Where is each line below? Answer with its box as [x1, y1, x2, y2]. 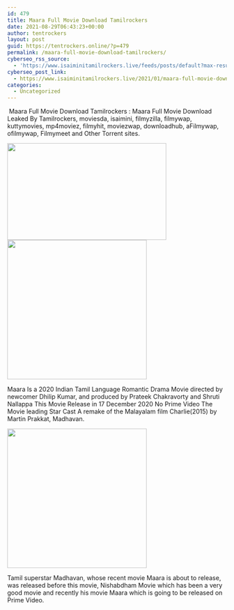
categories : [7, 82, 42, 89]
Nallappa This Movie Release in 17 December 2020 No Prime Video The [7, 400, 213, 409]
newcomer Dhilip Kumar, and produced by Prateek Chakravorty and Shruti [7, 392, 220, 401]
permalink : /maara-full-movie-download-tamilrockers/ [7, 49, 167, 56]
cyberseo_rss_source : [7, 56, 70, 63]
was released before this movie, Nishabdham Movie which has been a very [7, 581, 223, 590]
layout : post [7, 36, 45, 43]
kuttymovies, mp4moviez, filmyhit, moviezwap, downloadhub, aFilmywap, [7, 122, 219, 130]
